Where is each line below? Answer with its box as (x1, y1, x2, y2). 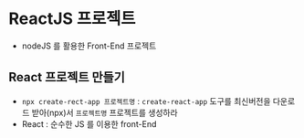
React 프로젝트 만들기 (8, 69, 125, 85)
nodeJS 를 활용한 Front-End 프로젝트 (21, 40, 157, 51)
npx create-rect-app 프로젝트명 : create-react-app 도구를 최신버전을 (21, 95, 271, 106)
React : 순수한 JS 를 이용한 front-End (21, 118, 157, 129)
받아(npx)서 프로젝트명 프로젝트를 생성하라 (31, 107, 179, 118)
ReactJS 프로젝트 (8, 8, 136, 29)
